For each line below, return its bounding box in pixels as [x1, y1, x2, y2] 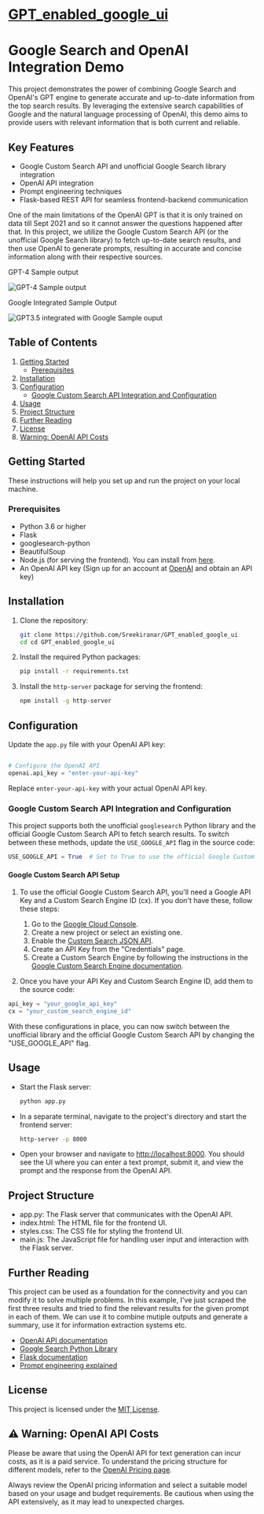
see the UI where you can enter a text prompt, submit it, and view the [19, 1157, 244, 1167]
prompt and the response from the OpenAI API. [19, 1166, 173, 1175]
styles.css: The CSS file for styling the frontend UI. [19, 1227, 184, 1236]
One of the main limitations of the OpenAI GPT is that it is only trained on [8, 210, 244, 220]
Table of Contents [8, 336, 98, 350]
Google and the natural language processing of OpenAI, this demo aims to [8, 109, 248, 119]
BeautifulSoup [19, 546, 66, 556]
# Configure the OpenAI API [8, 761, 101, 769]
